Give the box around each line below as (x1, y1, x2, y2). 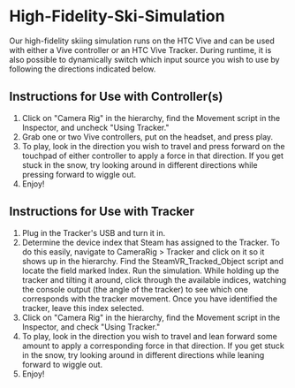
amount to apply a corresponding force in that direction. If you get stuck (21, 340, 284, 351)
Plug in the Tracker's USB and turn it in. (21, 227, 166, 238)
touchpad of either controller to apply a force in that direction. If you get (21, 150, 284, 161)
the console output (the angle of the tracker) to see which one (21, 284, 249, 294)
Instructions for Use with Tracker (9, 204, 195, 219)
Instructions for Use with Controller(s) (9, 89, 223, 104)
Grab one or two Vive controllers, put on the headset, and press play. (21, 131, 274, 142)
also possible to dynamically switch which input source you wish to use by (9, 54, 280, 65)
